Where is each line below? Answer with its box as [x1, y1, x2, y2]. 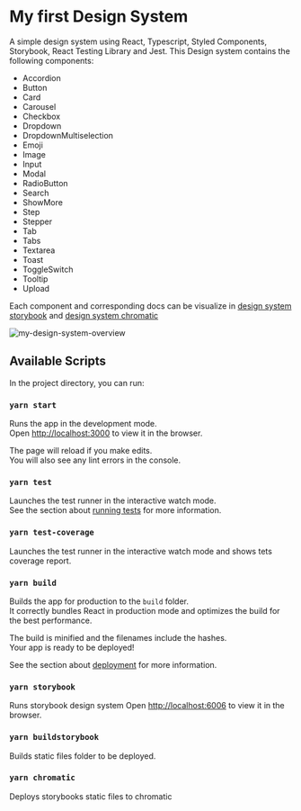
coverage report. [9, 555, 72, 566]
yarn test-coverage [9, 527, 94, 537]
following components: [9, 55, 94, 66]
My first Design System [9, 6, 189, 27]
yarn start [9, 400, 57, 410]
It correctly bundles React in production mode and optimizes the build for [9, 605, 280, 616]
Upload [22, 283, 50, 293]
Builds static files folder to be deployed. [9, 750, 156, 761]
